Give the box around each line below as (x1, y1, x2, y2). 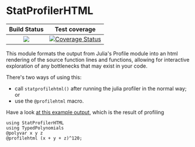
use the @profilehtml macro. (14, 97, 84, 104)
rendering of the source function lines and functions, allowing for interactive (6, 56, 190, 63)
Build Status (9, 25, 44, 33)
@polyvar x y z (6, 130, 43, 136)
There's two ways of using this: (6, 73, 82, 80)
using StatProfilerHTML (6, 120, 64, 126)
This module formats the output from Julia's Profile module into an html (6, 50, 178, 57)
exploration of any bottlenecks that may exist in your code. (6, 62, 148, 69)
